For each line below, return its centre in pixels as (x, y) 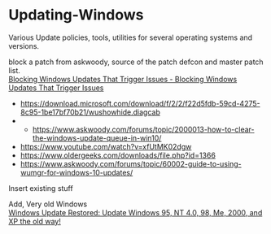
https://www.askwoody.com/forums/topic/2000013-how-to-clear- (143, 129)
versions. (24, 45)
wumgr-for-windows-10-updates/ (76, 172)
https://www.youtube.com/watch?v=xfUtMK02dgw (106, 146)
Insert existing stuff (41, 188)
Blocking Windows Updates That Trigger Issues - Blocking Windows (123, 79)
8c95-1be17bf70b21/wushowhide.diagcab (90, 112)
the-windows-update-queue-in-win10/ (97, 138)
